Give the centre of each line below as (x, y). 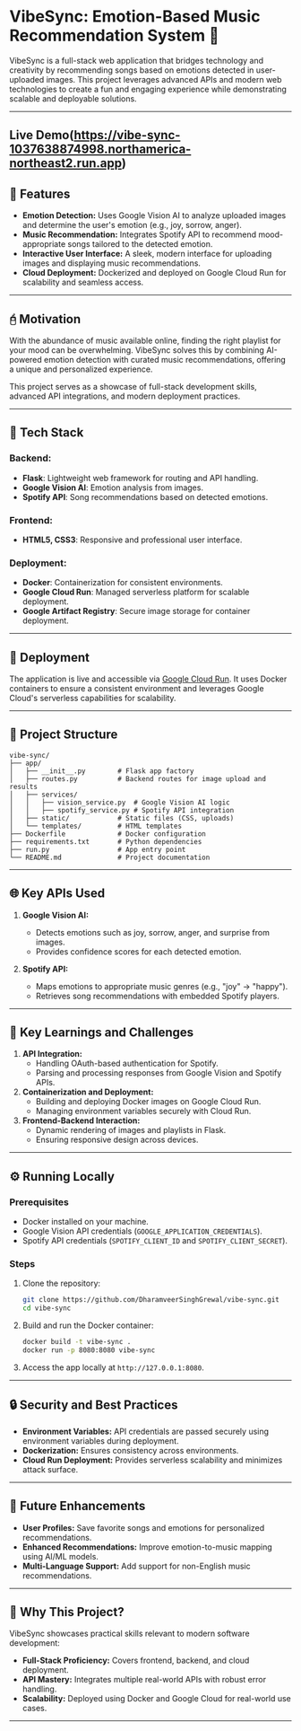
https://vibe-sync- (127, 135)
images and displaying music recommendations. (112, 263)
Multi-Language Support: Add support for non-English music (136, 1566)
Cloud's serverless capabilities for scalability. (93, 699)
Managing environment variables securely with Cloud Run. (143, 1112)
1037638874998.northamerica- (100, 149)
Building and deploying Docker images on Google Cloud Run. (148, 1102)
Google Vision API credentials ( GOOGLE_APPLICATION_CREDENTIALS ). (142, 1231)
